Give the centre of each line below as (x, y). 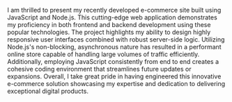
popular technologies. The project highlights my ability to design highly (109, 32)
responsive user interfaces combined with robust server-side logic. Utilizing (116, 40)
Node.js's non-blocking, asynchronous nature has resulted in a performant (114, 47)
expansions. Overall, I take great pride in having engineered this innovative (114, 76)
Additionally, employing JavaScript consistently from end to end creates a (113, 61)
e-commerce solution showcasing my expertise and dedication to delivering (116, 84)
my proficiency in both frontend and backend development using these (109, 25)
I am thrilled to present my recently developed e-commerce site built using (114, 10)
